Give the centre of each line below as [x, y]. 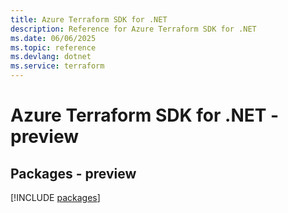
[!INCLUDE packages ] [55, 197]
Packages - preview [73, 173]
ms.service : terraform [57, 66]
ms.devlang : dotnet [51, 57]
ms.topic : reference [53, 47]
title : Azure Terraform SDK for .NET [89, 19]
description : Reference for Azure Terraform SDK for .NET [133, 29]
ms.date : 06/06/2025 [53, 38]
